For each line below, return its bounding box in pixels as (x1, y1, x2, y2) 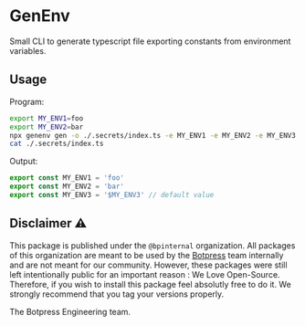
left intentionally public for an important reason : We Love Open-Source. (9, 268, 280, 279)
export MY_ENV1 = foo (9, 113, 84, 123)
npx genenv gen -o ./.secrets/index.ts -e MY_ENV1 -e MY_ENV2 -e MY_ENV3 (9, 131, 297, 140)
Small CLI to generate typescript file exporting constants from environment (9, 36, 291, 47)
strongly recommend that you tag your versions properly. (9, 289, 225, 300)
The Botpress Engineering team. (9, 306, 131, 317)
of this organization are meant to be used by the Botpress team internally (9, 249, 284, 260)
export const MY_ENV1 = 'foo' (9, 174, 125, 183)
